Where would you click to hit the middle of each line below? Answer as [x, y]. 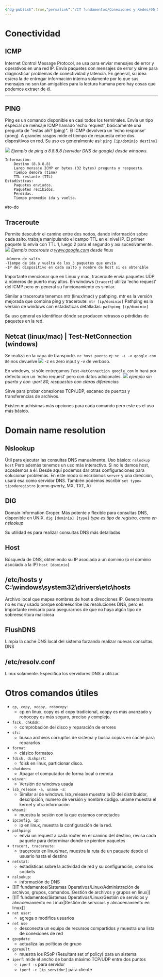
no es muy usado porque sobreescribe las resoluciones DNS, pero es [74, 604]
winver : [19, 779]
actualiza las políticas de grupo [50, 944]
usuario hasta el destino [43, 856]
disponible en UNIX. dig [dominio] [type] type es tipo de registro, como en [81, 518]
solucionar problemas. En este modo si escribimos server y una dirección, [79, 476]
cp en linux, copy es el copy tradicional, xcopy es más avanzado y [85, 712]
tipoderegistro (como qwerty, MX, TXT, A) [48, 486]
